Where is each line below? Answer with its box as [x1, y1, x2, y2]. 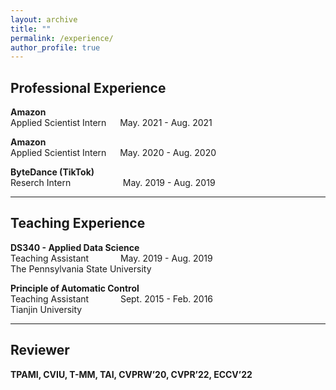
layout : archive [10, 14, 78, 25]
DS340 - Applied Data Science [10, 241, 140, 253]
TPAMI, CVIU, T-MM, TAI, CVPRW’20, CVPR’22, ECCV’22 [10, 368, 253, 380]
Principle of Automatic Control [10, 282, 140, 294]
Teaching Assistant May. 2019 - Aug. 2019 [10, 252, 213, 264]
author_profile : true [10, 42, 101, 53]
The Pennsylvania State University [10, 262, 152, 275]
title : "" [10, 24, 52, 34]
